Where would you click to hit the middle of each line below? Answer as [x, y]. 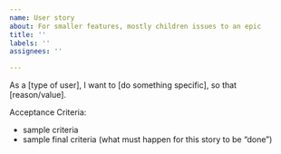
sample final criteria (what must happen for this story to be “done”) [147, 140]
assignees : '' [36, 52]
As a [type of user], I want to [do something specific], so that [123, 85]
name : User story [42, 18]
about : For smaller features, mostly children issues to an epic [135, 26]
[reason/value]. [38, 95]
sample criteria [50, 130]
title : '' [28, 34]
